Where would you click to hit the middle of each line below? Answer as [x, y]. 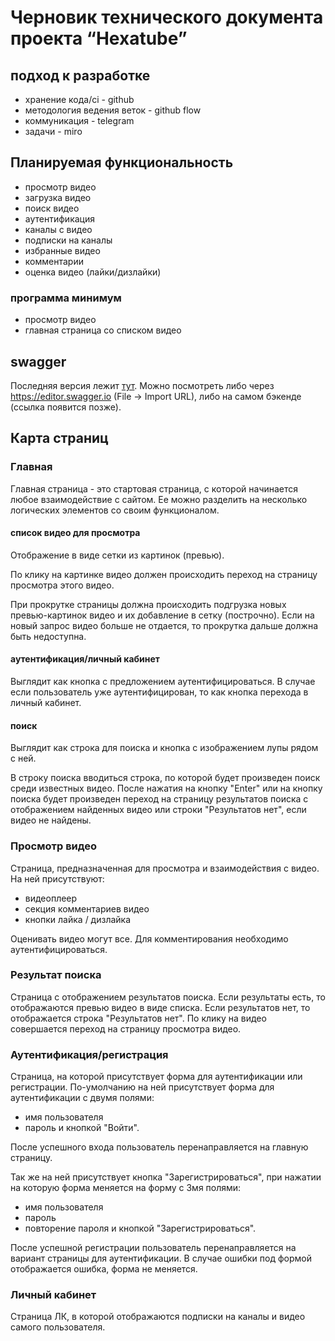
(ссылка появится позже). [66, 407]
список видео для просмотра [75, 533]
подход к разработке [80, 75]
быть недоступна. [48, 636]
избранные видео [62, 250]
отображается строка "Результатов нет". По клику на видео [138, 1018]
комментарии [54, 261]
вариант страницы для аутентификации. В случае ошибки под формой [161, 1258]
